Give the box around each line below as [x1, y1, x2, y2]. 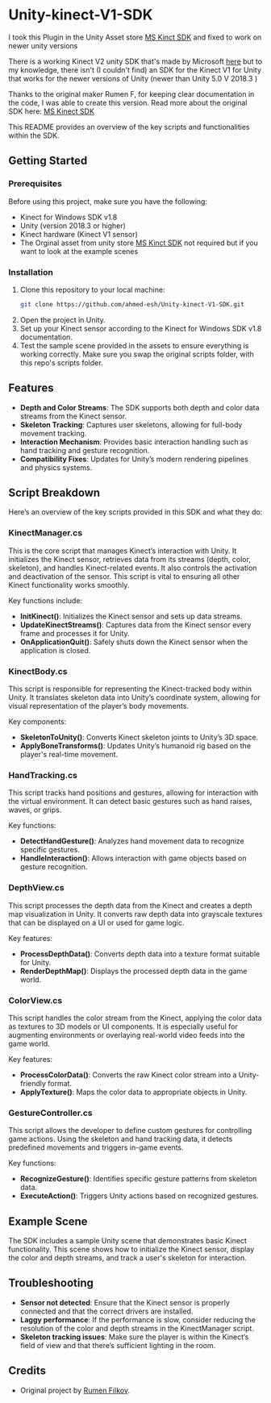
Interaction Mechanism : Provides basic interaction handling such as [19, 437, 248, 447]
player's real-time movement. [19, 750, 119, 760]
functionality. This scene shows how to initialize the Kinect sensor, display [8, 1244, 255, 1255]
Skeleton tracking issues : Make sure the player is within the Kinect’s [19, 1332, 249, 1342]
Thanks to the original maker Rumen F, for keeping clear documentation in [8, 89, 255, 98]
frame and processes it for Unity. [19, 628, 131, 638]
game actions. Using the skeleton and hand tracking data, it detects [8, 1134, 233, 1144]
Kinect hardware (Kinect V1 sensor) [19, 229, 139, 239]
